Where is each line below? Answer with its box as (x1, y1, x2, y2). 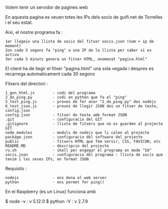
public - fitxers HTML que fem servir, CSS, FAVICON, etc (5, 139, 161, 144)
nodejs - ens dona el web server (5, 175, 107, 180)
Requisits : (5, 166, 27, 171)
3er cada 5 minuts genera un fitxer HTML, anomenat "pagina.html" (5, 57, 147, 62)
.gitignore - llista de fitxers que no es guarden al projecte (5, 121, 163, 126)
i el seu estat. (5, 20, 33, 25)
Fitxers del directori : (5, 81, 48, 86)
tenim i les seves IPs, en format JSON (5, 156, 89, 162)
